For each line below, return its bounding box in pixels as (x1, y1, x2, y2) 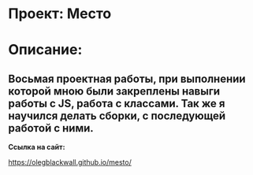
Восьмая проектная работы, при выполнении (8, 72, 246, 85)
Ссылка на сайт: (8, 143, 65, 152)
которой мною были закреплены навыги (8, 84, 221, 98)
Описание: (8, 41, 83, 59)
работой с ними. (8, 121, 95, 135)
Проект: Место (8, 5, 112, 23)
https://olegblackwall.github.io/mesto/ (8, 158, 132, 167)
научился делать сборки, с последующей (8, 109, 226, 122)
